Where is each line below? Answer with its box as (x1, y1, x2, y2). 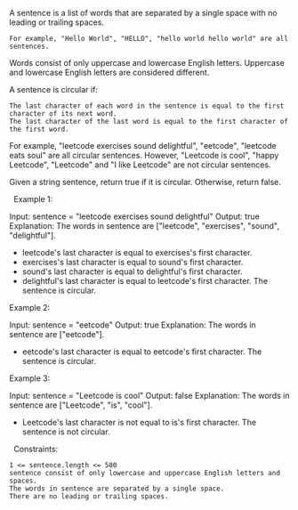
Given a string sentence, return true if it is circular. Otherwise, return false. (9, 177, 282, 187)
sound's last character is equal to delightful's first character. (21, 266, 243, 277)
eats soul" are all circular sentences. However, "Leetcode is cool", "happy (9, 150, 279, 160)
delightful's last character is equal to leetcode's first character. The (21, 276, 269, 286)
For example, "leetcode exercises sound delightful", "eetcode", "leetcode (9, 141, 278, 150)
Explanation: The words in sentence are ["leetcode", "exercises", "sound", (9, 221, 280, 231)
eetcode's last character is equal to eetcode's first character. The (21, 346, 262, 357)
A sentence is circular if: (9, 85, 98, 94)
